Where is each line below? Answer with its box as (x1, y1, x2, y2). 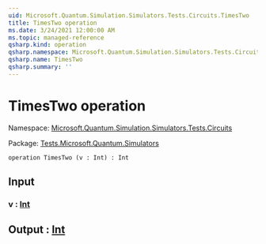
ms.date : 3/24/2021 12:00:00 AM (8, 26, 115, 34)
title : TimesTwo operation (8, 19, 97, 27)
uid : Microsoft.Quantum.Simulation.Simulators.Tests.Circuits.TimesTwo (8, 11, 249, 20)
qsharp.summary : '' (8, 63, 73, 71)
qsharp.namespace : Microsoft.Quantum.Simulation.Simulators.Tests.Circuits (8, 48, 264, 56)
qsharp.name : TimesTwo (8, 56, 83, 64)
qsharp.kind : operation (8, 41, 87, 49)
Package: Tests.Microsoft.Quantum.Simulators (8, 138, 160, 148)
